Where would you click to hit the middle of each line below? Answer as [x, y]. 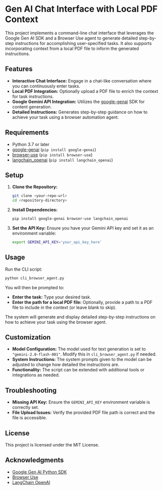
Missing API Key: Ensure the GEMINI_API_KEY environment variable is [81, 402]
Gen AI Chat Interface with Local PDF [81, 9]
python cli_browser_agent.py [35, 278]
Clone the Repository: [35, 187]
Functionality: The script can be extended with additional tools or [78, 370]
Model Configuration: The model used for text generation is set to [79, 349]
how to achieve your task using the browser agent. [56, 322]
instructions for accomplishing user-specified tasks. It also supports [83, 43]
